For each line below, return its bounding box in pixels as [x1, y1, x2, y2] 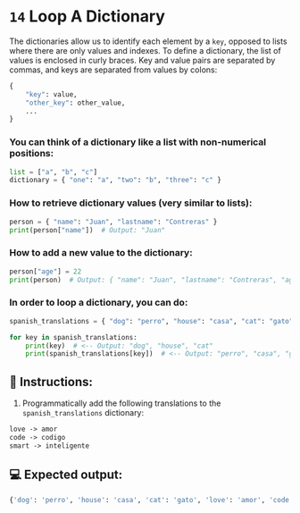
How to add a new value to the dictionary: [9, 247, 194, 259]
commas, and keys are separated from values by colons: [9, 64, 218, 75]
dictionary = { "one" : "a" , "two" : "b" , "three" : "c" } [9, 176, 221, 185]
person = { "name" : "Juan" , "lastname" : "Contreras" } [9, 217, 218, 226]
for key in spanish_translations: [9, 332, 138, 341]
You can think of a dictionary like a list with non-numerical [9, 136, 267, 148]
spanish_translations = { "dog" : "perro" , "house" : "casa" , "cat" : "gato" [9, 316, 294, 325]
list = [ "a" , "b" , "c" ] [9, 167, 98, 176]
